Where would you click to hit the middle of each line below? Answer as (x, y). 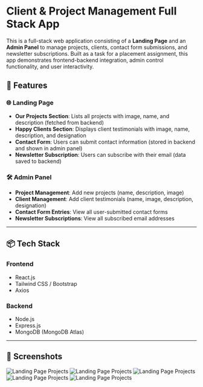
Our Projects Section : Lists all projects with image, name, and (92, 116)
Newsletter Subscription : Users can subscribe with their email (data (100, 154)
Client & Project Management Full (92, 11)
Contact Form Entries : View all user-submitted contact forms (91, 212)
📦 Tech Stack (33, 244)
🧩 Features (27, 86)
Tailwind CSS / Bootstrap (46, 283)
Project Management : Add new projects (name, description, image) (99, 193)
